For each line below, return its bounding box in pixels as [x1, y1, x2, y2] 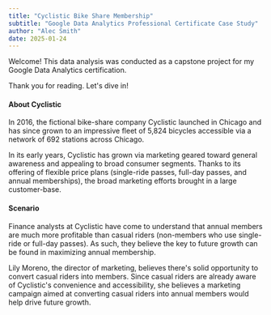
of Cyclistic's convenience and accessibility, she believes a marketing [8, 280, 241, 290]
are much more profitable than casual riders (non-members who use [8, 230, 237, 240]
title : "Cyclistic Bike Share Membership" [8, 11, 154, 20]
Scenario [8, 203, 40, 213]
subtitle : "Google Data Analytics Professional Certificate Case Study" [8, 19, 259, 28]
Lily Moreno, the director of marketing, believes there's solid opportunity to [8, 262, 259, 272]
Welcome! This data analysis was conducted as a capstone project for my [8, 57, 255, 66]
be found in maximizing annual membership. [8, 247, 156, 257]
